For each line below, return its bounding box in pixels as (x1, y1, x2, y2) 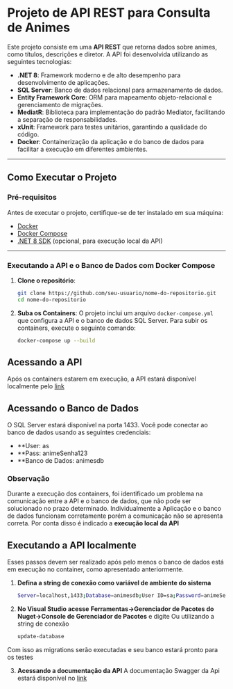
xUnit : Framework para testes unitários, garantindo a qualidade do (17, 122, 207, 131)
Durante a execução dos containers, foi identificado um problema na (7, 489, 203, 498)
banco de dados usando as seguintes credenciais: (7, 428, 151, 436)
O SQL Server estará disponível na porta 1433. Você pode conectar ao (7, 421, 208, 429)
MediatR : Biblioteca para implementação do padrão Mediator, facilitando (17, 108, 225, 116)
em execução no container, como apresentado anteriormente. (7, 565, 184, 573)
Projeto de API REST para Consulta (7, 5, 211, 21)
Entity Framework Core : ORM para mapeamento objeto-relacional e (17, 93, 212, 102)
